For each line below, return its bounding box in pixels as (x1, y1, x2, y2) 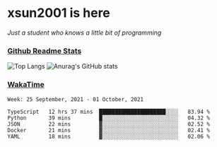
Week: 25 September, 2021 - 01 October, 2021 (7, 95, 143, 103)
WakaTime (7, 80, 45, 90)
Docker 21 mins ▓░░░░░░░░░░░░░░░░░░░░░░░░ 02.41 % (7, 127, 211, 134)
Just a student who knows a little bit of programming (7, 28, 162, 37)
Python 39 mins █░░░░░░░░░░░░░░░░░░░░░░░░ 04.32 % (7, 114, 211, 122)
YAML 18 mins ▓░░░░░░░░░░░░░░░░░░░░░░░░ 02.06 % (7, 133, 211, 140)
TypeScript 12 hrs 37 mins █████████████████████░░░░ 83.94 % (7, 108, 211, 115)
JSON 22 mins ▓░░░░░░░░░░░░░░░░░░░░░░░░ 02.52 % (7, 120, 211, 128)
